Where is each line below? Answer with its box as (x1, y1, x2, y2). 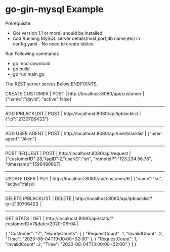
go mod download (12, 60, 51, 66)
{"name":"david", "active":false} (5, 96, 72, 102)
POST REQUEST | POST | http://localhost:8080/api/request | (5, 150, 131, 156)
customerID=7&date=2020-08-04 (5, 221, 76, 227)
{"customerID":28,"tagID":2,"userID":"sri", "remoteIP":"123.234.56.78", (5, 156, 152, 162)
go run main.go (12, 71, 45, 77)
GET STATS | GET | (5, 215, 45, 221)
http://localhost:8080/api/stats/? (46, 215, 113, 221)
